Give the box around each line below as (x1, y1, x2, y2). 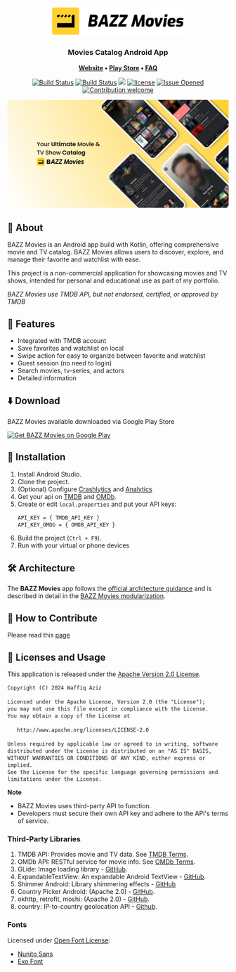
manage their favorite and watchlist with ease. (7, 255, 141, 264)
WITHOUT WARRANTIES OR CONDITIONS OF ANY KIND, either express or (7, 755, 206, 762)
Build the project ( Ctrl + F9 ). (17, 533, 102, 542)
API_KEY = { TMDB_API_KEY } (17, 514, 100, 521)
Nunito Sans (17, 950, 53, 958)
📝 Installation (7, 451, 66, 463)
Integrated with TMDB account (17, 337, 107, 345)
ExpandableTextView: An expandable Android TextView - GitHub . (17, 872, 206, 881)
